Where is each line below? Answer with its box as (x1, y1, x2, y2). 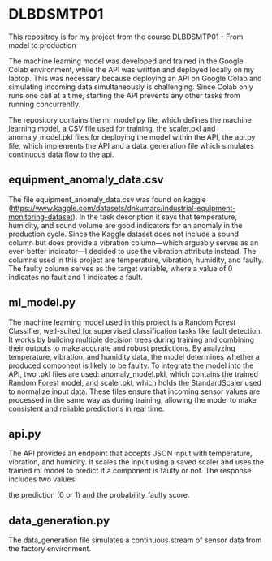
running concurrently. (8, 99, 81, 109)
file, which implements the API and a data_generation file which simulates (8, 140, 254, 150)
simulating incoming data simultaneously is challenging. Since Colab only (8, 82, 253, 92)
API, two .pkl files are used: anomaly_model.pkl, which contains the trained (8, 369, 258, 378)
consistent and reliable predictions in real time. (8, 403, 165, 413)
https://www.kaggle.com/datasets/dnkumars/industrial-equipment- (11, 203, 236, 213)
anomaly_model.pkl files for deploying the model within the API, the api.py (8, 132, 256, 142)
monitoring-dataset (8, 212, 73, 222)
